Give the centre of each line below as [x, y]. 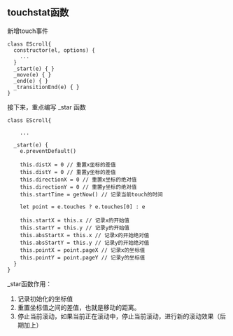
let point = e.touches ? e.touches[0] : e [83, 207]
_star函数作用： [30, 283]
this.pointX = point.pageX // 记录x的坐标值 [83, 250]
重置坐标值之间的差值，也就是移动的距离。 [79, 307]
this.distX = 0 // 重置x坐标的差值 [68, 164]
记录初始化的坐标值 [45, 298]
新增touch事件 [28, 31]
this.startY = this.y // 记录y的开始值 [75, 228]
